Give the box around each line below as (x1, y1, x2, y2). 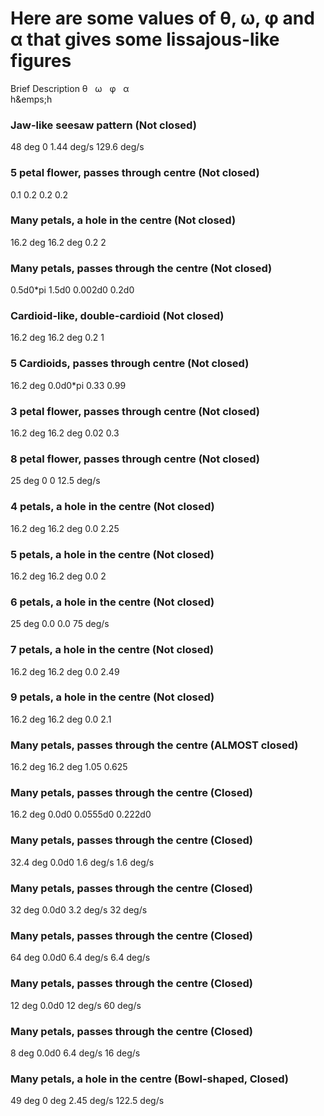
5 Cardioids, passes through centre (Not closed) (10, 357, 250, 371)
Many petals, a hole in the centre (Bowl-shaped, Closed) (10, 1072, 289, 1086)
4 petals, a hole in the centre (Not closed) (10, 500, 215, 514)
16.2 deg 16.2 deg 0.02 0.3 (10, 427, 120, 439)
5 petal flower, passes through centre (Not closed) (10, 166, 260, 180)
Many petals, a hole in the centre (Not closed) (10, 213, 237, 227)
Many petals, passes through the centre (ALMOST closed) (10, 738, 299, 752)
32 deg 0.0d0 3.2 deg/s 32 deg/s (10, 903, 148, 916)
